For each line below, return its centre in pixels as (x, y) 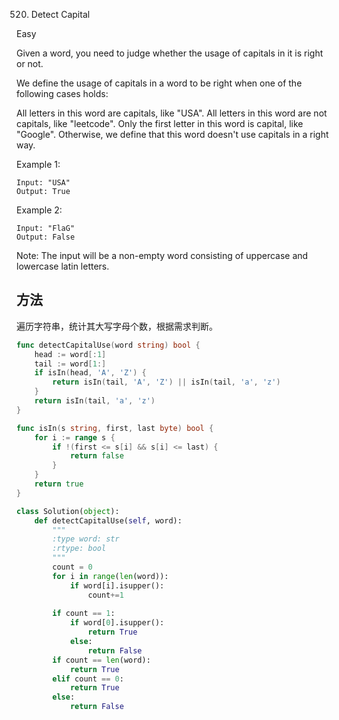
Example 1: (38, 164)
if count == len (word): (101, 660)
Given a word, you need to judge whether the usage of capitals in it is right (170, 53)
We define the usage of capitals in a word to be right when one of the (159, 83)
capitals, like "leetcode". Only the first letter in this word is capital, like (160, 123)
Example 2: (39, 210)
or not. (30, 63)
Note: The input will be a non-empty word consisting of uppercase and (162, 255)
